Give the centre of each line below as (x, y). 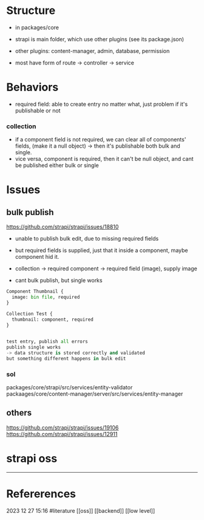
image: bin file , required (46, 297)
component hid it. (37, 257)
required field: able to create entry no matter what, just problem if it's (101, 104)
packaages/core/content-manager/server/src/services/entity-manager (95, 394)
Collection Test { (29, 313)
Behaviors (32, 87)
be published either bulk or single (57, 165)
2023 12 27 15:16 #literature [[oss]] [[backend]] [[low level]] (81, 510)
